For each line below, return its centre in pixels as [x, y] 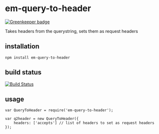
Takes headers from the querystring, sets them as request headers [72, 31]
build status [23, 72]
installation [22, 46]
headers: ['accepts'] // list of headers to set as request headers [84, 123]
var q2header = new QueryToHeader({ [42, 119]
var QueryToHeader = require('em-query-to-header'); [59, 110]
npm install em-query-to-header [37, 58]
